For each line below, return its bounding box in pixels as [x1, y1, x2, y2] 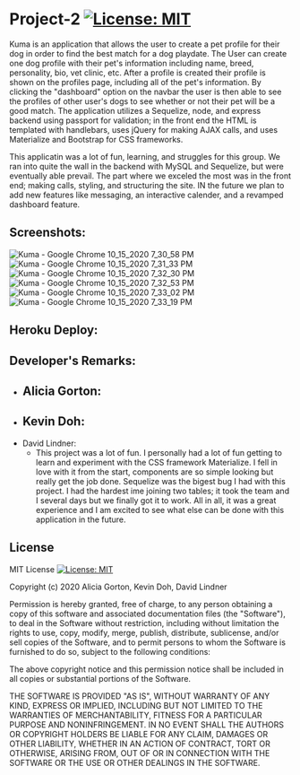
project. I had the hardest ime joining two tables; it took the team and [35, 485, 289, 496]
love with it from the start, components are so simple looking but [35, 466, 274, 477]
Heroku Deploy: [9, 323, 99, 338]
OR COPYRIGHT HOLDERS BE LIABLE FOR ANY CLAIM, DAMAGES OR [9, 728, 269, 739]
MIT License [9, 563, 56, 574]
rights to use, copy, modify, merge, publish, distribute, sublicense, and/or [9, 627, 279, 638]
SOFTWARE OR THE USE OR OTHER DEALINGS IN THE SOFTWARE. [9, 757, 261, 768]
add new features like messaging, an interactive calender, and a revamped [9, 189, 284, 200]
